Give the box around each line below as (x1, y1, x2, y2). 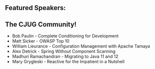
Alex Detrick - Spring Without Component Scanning (12, 48, 116, 55)
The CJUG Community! (5, 20, 77, 28)
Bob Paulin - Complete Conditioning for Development (12, 33, 119, 39)
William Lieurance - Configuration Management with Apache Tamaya (12, 43, 151, 49)
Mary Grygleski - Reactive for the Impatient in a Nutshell (12, 59, 125, 65)
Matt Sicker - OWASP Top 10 (12, 38, 69, 44)
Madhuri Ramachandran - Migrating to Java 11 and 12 (12, 54, 119, 59)
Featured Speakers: (5, 4, 66, 12)
